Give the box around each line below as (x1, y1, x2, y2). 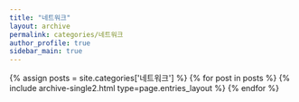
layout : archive (9, 22, 70, 31)
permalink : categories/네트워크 (9, 30, 124, 39)
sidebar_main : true (9, 47, 83, 56)
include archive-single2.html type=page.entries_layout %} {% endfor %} (9, 83, 280, 94)
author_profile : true (9, 38, 91, 48)
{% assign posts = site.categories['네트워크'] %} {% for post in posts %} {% (9, 73, 291, 84)
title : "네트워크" (9, 13, 71, 23)
